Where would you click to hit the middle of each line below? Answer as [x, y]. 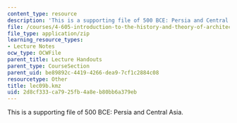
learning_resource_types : [45, 40]
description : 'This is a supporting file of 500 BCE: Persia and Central [118, 20]
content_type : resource [42, 14]
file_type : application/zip [49, 33]
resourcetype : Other [38, 79]
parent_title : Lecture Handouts [55, 60]
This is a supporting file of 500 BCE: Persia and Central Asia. [95, 112]
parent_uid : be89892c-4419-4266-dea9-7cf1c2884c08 [83, 72]
